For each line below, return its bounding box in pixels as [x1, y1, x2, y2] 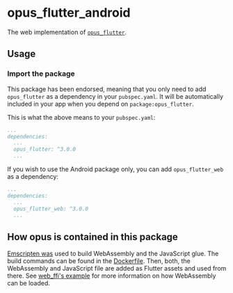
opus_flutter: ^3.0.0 [13, 146, 77, 153]
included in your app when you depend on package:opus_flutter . [7, 100, 194, 108]
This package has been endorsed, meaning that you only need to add [7, 85, 207, 93]
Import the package [7, 69, 75, 79]
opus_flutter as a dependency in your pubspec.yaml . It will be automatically [7, 92, 224, 100]
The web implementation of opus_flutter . [7, 28, 127, 36]
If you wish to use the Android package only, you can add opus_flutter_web [7, 165, 224, 173]
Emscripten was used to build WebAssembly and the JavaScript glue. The [7, 249, 219, 258]
